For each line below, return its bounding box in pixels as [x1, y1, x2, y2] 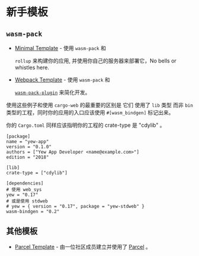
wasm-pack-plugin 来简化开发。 [14, 89, 91, 96]
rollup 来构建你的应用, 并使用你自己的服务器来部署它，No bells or [14, 57, 177, 64]
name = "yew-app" [6, 139, 49, 145]
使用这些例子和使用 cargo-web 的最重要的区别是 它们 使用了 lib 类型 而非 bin [6, 102, 193, 108]
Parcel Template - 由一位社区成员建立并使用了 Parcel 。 [14, 243, 151, 250]
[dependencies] [6, 180, 44, 186]
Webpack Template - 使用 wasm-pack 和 [14, 76, 110, 83]
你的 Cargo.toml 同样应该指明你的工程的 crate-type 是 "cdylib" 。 [6, 121, 165, 129]
